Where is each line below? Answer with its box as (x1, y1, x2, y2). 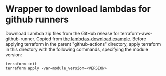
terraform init (5, 61, 37, 66)
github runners (5, 14, 69, 25)
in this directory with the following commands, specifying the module (5, 46, 148, 52)
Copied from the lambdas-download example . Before (36, 36, 147, 42)
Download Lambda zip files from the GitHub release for (5, 30, 120, 36)
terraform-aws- (120, 30, 153, 36)
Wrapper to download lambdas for (5, 3, 151, 15)
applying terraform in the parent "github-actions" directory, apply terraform (5, 41, 161, 47)
